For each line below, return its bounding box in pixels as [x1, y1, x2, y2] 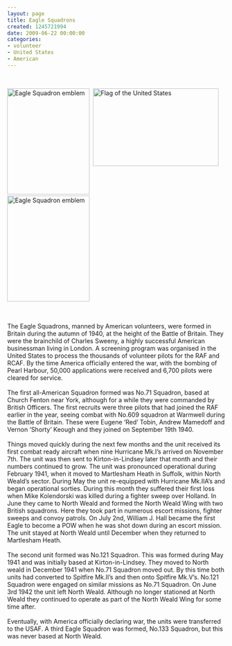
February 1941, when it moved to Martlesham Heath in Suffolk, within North [7, 470, 221, 478]
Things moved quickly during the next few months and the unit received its [7, 440, 221, 448]
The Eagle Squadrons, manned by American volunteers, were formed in [7, 322, 211, 330]
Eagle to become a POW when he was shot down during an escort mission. [7, 521, 222, 529]
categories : [7, 36, 42, 43]
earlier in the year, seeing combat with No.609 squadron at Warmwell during [7, 411, 225, 419]
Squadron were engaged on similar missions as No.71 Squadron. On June [7, 580, 217, 588]
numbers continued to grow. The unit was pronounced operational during [7, 462, 216, 470]
